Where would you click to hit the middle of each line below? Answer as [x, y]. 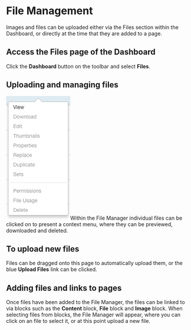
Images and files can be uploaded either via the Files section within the [92, 27]
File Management [50, 11]
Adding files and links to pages [64, 288]
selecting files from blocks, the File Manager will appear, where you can [93, 315]
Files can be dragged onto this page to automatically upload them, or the [94, 263]
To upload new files [43, 249]
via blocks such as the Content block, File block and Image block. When [94, 309]
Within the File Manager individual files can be [126, 218]
